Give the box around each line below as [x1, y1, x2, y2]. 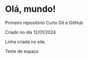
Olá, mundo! [5, 3, 56, 15]
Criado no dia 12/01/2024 [5, 29, 56, 35]
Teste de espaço [5, 48, 39, 54]
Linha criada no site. [5, 38, 46, 45]
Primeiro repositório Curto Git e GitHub [5, 20, 83, 26]
